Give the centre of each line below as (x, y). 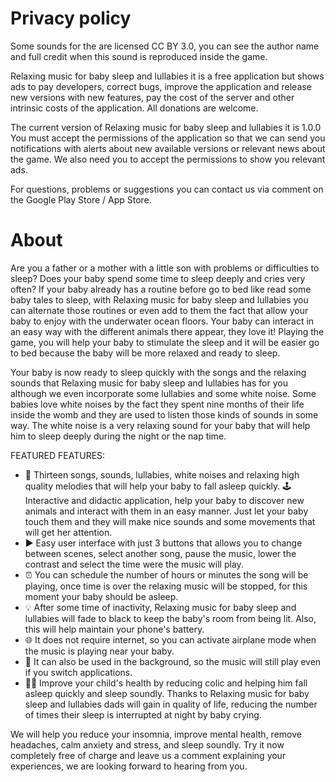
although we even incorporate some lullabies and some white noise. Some (163, 393)
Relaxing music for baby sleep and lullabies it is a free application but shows (167, 76)
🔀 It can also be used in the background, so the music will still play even (173, 661)
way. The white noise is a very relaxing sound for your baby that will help (160, 425)
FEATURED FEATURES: (58, 455)
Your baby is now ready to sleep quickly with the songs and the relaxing (158, 372)
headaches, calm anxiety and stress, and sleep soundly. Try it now (147, 744)
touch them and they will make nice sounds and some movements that (170, 521)
